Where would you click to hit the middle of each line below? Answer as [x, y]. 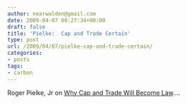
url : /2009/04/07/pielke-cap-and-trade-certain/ [80, 46]
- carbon [20, 72]
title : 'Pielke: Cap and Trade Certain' [69, 33]
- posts [19, 60]
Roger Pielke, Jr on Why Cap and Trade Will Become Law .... [94, 93]
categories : [25, 53]
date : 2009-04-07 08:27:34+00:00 [56, 20]
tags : [15, 66]
